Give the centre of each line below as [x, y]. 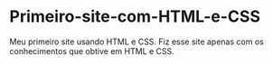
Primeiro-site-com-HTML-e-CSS [135, 17]
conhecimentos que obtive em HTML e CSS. [92, 51]
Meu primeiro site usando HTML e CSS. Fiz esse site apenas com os [136, 42]
